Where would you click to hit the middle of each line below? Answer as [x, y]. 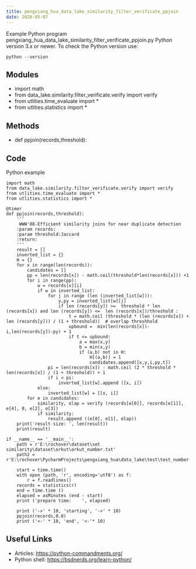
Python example [26, 172]
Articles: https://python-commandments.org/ [68, 553]
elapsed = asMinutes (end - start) [60, 495]
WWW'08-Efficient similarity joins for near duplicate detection [100, 224]
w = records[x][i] [60, 285]
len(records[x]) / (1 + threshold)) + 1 [56, 372]
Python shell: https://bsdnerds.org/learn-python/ [73, 559]
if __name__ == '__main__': [40, 439]
